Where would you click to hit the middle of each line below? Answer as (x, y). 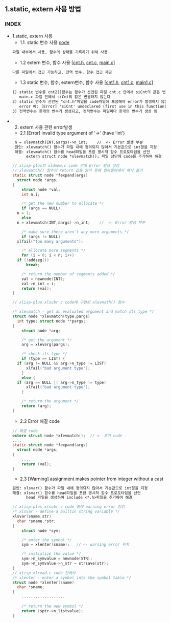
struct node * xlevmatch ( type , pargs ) (51, 316)
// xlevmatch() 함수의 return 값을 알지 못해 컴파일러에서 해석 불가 (78, 170)
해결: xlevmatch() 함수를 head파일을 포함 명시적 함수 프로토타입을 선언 (82, 152)
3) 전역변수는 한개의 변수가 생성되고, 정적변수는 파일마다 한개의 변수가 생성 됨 (85, 111)
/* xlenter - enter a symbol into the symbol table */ (72, 577)
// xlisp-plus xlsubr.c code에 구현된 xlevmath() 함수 (68, 303)
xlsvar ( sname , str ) (32, 517)
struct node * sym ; (41, 531)
